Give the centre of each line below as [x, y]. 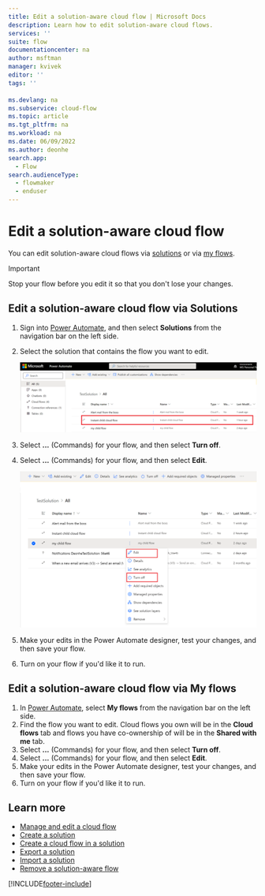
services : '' [30, 33]
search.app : [28, 158]
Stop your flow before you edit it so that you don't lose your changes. [121, 283]
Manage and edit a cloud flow [68, 827]
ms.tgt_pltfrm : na [38, 125]
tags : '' [22, 83]
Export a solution [47, 852]
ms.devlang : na [33, 100]
